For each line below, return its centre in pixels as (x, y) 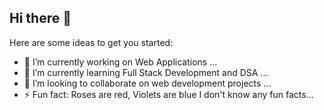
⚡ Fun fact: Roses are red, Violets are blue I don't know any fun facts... (168, 94)
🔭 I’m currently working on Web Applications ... (120, 62)
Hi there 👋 (40, 18)
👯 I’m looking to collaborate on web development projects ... (147, 83)
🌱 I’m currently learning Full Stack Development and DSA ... (146, 72)
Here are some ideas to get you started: (91, 42)
